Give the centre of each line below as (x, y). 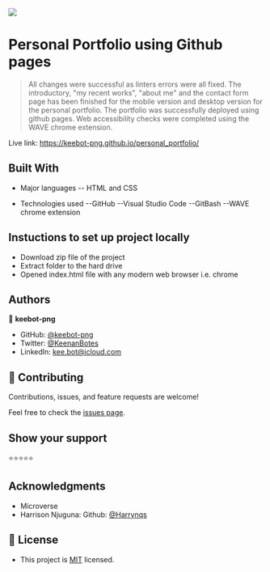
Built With (34, 169)
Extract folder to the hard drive (71, 265)
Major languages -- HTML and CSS (79, 188)
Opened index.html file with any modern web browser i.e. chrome (129, 274)
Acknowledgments (57, 487)
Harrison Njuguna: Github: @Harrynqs (83, 515)
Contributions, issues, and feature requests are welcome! (104, 397)
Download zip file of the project (72, 257)
